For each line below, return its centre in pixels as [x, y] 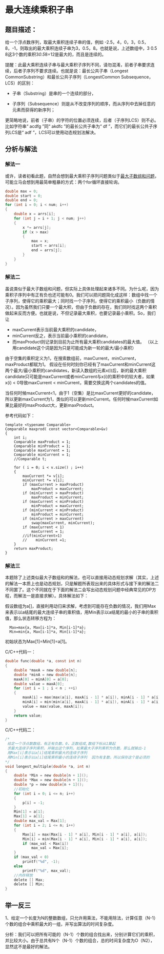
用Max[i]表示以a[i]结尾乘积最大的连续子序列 [47, 753]
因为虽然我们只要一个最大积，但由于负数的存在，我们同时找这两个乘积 [86, 307]
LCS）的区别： [20, 83]
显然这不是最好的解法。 [29, 946]
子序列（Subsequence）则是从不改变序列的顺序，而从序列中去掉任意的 [84, 104]
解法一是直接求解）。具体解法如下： [53, 596]
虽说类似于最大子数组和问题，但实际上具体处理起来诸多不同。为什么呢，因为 [82, 289]
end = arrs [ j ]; [47, 250]
